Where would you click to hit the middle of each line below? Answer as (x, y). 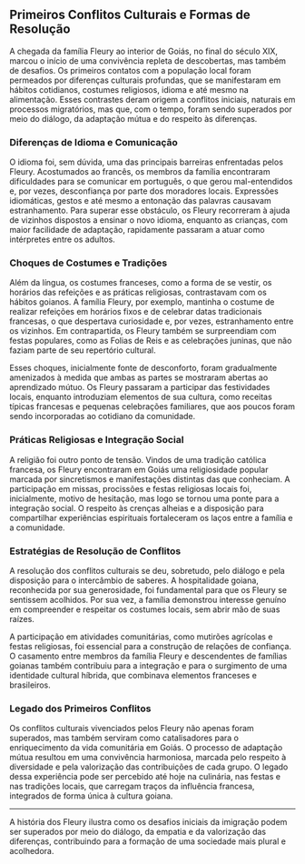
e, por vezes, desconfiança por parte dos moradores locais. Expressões (144, 191)
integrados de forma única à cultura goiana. (91, 796)
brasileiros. (30, 685)
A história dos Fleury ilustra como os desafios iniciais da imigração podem (148, 822)
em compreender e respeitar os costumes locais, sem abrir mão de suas (145, 609)
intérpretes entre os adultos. (62, 239)
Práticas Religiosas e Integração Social (97, 440)
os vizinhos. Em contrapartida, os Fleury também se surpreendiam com (143, 331)
